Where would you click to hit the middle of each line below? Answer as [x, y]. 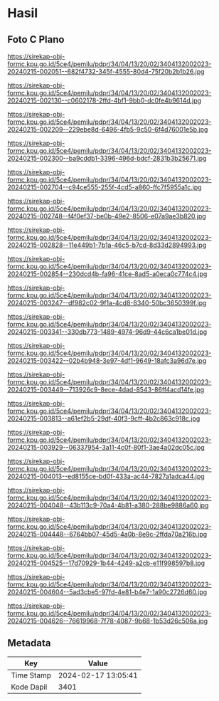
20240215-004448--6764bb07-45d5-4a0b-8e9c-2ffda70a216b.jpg [107, 534]
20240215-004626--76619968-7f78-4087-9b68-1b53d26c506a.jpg [108, 621]
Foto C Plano [36, 39]
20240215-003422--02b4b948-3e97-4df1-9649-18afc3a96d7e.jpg [107, 360]
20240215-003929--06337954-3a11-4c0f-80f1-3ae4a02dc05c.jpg [106, 447]
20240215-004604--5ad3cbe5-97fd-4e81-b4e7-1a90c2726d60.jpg [107, 592]
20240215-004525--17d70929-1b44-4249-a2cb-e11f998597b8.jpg [106, 563]
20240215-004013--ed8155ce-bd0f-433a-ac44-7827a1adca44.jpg [106, 476]
